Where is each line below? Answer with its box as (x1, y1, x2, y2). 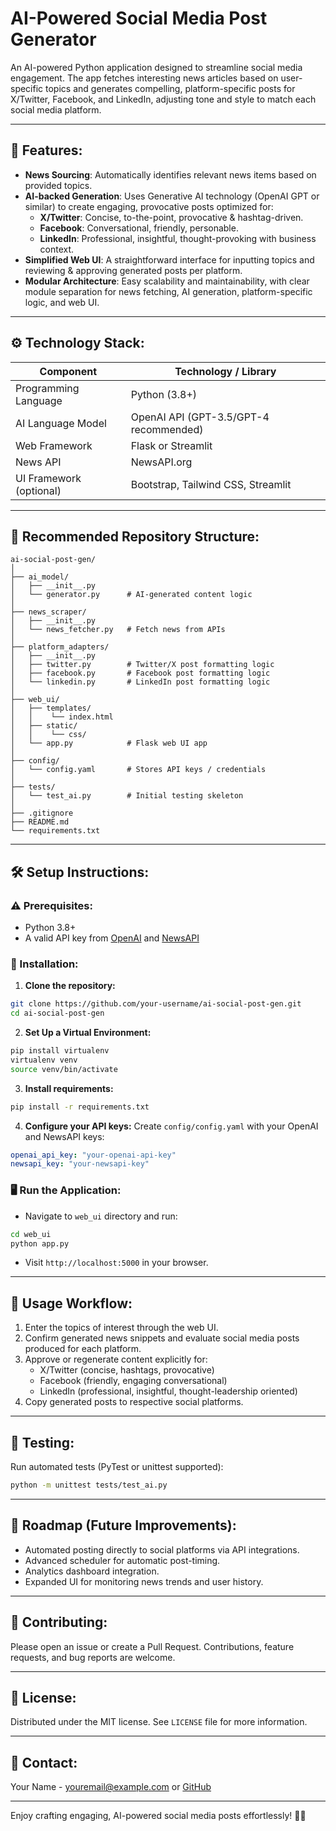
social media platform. (10, 103, 102, 116)
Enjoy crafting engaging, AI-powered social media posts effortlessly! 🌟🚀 (10, 1810, 307, 1822)
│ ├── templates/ (10, 703, 92, 714)
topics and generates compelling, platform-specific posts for (45, 82, 296, 94)
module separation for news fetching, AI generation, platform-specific (24, 285, 313, 297)
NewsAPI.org (130, 455, 193, 469)
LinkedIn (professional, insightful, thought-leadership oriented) (39, 1385, 298, 1397)
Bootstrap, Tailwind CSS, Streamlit (130, 477, 292, 491)
